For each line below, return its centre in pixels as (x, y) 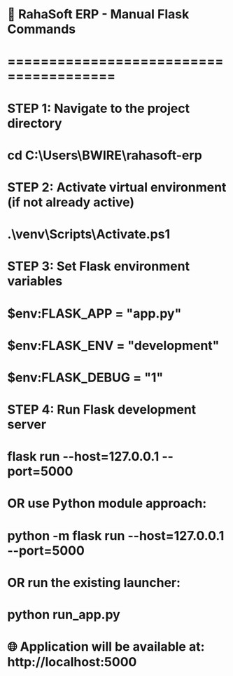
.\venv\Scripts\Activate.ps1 (89, 235)
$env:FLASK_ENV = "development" (113, 345)
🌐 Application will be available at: (106, 647)
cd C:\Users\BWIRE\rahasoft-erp (105, 155)
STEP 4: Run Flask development (102, 410)
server (27, 425)
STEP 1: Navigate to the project (99, 108)
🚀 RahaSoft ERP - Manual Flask (98, 14)
